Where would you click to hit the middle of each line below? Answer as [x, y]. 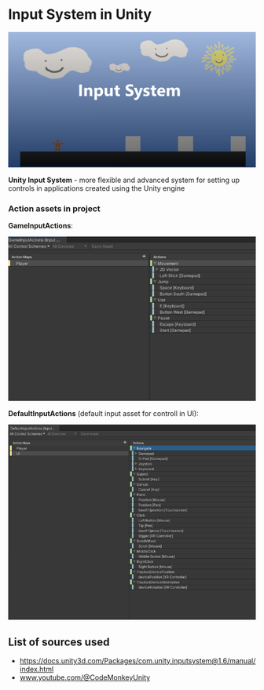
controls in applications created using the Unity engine [97, 188]
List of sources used [59, 642]
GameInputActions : [40, 226]
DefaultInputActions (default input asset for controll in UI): [103, 414]
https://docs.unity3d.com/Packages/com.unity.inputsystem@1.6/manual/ [137, 660]
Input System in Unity [80, 15]
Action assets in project [54, 208]
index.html [37, 669]
